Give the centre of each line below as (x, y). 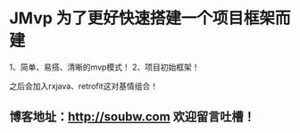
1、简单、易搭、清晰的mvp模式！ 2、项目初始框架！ (104, 67)
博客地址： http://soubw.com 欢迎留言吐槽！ (133, 117)
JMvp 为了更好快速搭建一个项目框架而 (150, 18)
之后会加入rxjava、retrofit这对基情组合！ (84, 86)
